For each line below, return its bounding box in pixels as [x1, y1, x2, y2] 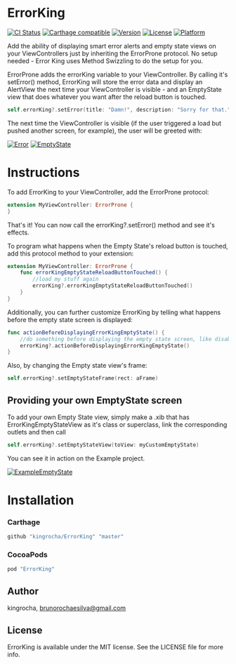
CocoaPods [7, 550, 48, 559]
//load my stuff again [32, 276, 99, 283]
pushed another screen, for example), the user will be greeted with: [7, 126, 202, 135]
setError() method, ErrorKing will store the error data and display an [7, 77, 203, 86]
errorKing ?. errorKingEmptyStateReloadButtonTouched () [32, 282, 193, 289]
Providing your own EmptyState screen [7, 394, 183, 406]
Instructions [7, 165, 80, 180]
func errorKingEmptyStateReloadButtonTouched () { [20, 269, 169, 277]
